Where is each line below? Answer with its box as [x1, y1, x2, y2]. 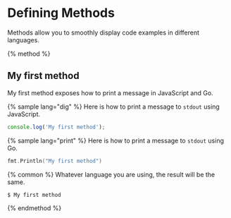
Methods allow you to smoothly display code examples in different [7, 28, 199, 37]
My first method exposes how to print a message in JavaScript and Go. [7, 88, 213, 97]
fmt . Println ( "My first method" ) [7, 157, 102, 164]
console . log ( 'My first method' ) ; [7, 123, 106, 131]
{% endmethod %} [7, 204, 62, 212]
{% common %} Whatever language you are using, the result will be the [7, 170, 216, 178]
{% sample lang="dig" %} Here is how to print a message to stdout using [7, 102, 220, 111]
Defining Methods [7, 5, 115, 21]
